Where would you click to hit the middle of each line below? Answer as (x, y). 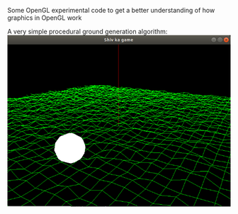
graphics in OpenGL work (45, 18)
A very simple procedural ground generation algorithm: (87, 32)
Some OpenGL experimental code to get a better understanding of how (111, 10)
